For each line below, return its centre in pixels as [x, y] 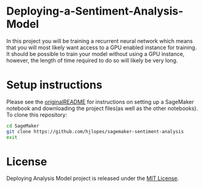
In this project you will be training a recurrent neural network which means [100, 41]
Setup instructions [54, 85]
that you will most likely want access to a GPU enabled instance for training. [101, 47]
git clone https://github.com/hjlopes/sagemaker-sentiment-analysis [95, 131]
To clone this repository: [37, 114]
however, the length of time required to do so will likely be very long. [92, 60]
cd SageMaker [23, 126]
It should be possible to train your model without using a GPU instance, [95, 54]
